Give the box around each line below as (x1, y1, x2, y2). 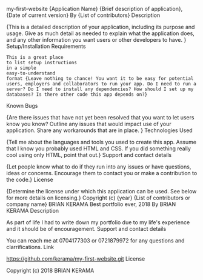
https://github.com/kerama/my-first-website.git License (6, 255, 145, 262)
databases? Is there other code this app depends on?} (6, 92, 148, 98)
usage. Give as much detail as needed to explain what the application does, (6, 30, 195, 37)
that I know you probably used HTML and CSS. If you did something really (6, 145, 191, 152)
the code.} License (6, 176, 53, 183)
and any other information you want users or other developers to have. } (6, 36, 187, 43)
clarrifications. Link (6, 244, 55, 250)
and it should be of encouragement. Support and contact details (6, 225, 167, 232)
